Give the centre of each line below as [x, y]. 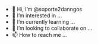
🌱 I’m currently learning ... [43, 22]
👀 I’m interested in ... [37, 15]
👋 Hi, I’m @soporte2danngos [47, 9]
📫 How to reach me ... [39, 35]
